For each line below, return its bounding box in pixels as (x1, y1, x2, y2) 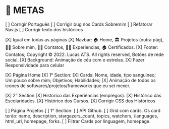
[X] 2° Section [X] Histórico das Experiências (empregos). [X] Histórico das (5, 92, 161, 98)
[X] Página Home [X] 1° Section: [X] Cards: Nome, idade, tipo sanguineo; (5, 72, 156, 78)
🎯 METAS (5, 5, 44, 16)
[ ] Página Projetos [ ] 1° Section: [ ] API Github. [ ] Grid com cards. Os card (5, 107, 160, 113)
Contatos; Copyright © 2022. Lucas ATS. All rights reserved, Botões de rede (5, 51, 164, 57)
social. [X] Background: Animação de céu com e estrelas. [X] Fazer (5, 56, 145, 62)
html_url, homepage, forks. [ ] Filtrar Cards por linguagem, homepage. (5, 118, 151, 124)
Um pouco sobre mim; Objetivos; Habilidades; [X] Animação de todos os (5, 77, 156, 83)
